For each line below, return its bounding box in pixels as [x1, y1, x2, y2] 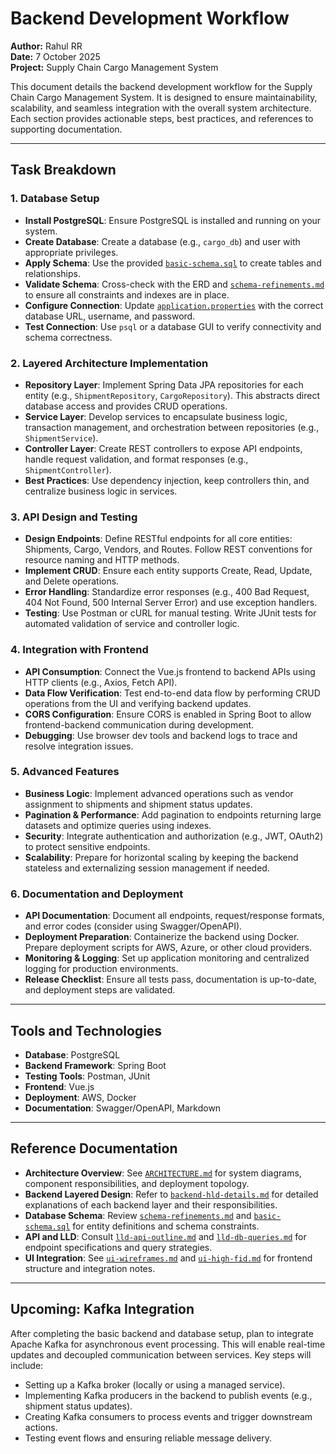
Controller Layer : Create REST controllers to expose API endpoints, [24, 442, 303, 454]
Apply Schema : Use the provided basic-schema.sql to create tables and [24, 257, 322, 269]
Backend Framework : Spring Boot [24, 1059, 167, 1071]
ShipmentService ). [24, 432, 99, 444]
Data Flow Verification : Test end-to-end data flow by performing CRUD [24, 687, 321, 699]
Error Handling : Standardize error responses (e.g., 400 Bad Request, [24, 586, 310, 598]
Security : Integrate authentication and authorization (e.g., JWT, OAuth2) [24, 830, 324, 842]
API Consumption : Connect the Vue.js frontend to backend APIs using [24, 665, 316, 677]
